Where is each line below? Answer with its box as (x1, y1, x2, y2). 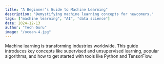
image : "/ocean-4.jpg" (5, 30, 51, 34)
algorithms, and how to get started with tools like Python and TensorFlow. (5, 53, 153, 59)
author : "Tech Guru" (5, 25, 47, 30)
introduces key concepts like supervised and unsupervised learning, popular (5, 48, 159, 54)
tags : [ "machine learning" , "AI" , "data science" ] (5, 16, 110, 21)
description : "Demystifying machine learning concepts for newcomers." (5, 12, 154, 16)
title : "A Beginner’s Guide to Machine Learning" (5, 7, 108, 12)
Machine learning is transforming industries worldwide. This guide (5, 43, 138, 48)
